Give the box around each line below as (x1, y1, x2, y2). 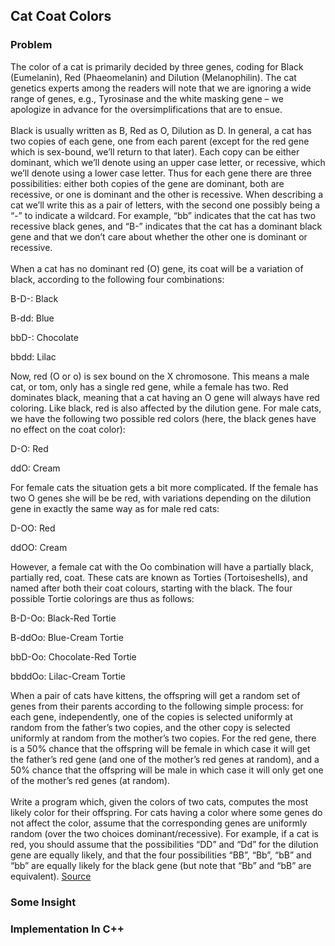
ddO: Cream (10, 462, 61, 474)
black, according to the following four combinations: (10, 273, 225, 285)
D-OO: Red (10, 522, 56, 534)
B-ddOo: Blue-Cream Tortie (10, 631, 124, 643)
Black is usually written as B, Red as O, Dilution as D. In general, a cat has (10, 124, 312, 136)
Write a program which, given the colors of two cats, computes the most (10, 795, 309, 808)
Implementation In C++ (10, 922, 125, 936)
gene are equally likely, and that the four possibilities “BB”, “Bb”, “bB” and (10, 849, 312, 861)
